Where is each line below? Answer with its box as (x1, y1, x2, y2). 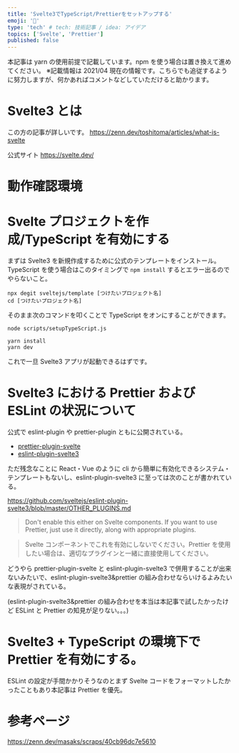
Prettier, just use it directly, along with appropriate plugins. (24, 525, 196, 534)
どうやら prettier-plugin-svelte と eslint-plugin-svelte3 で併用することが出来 (7, 565, 232, 573)
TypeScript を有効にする (24, 231, 170, 248)
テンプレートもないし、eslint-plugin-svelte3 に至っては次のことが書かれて (7, 473, 226, 482)
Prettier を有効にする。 (7, 652, 144, 668)
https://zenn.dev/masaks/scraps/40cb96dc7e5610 (7, 737, 156, 746)
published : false (7, 37, 59, 44)
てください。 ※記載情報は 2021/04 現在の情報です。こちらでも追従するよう (7, 66, 228, 75)
